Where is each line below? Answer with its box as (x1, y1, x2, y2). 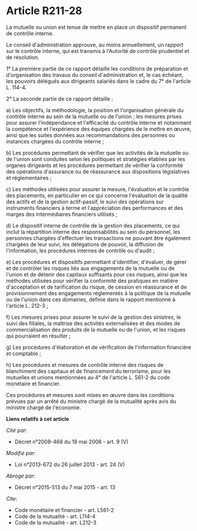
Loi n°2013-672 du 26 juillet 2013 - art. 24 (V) (14, 460, 125, 468)
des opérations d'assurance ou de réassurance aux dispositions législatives (6, 168, 190, 175)
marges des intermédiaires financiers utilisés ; (6, 211, 118, 218)
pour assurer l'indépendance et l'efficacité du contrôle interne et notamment (6, 119, 192, 126)
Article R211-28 (6, 4, 82, 18)
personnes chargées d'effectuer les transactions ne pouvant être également (6, 234, 191, 242)
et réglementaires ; (6, 174, 52, 181)
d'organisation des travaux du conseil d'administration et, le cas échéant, (6, 71, 183, 78)
